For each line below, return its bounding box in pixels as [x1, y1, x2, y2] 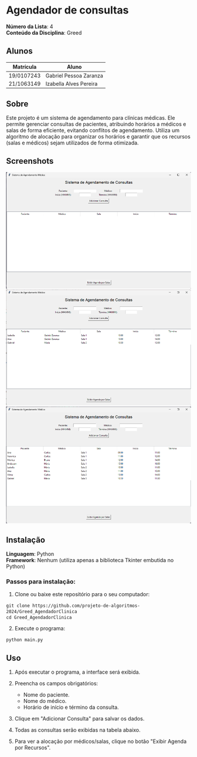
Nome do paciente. [23, 691, 70, 698]
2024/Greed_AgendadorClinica [6, 609, 77, 615]
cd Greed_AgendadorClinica [6, 614, 72, 621]
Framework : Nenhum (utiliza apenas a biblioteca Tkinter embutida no [6, 556, 174, 563]
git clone [6, 603, 30, 609]
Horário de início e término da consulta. [23, 704, 119, 711]
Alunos [6, 46, 33, 56]
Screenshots [6, 156, 54, 166]
